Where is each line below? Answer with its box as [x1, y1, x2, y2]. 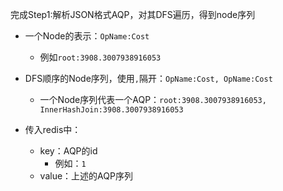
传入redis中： [24, 124, 82, 135]
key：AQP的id [39, 145, 98, 157]
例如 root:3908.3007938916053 [39, 51, 162, 63]
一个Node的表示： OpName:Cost [24, 30, 150, 42]
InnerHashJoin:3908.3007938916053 [39, 105, 184, 115]
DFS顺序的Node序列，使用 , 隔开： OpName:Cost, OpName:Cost [24, 73, 273, 84]
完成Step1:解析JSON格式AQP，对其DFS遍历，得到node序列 [10, 9, 256, 20]
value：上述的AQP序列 [39, 170, 133, 182]
